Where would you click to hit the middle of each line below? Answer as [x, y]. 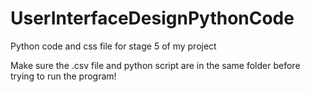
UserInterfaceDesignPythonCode [152, 18]
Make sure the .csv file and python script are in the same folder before [155, 65]
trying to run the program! [63, 76]
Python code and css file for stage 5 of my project [113, 46]
